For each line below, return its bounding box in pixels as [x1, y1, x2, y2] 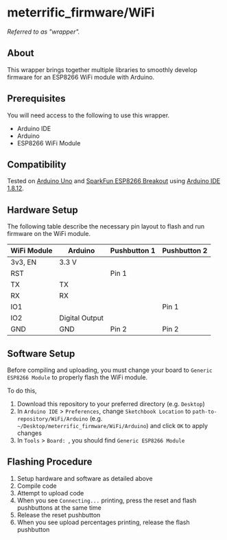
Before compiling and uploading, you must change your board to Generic [7, 366, 213, 374]
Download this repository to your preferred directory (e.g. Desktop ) [16, 400, 206, 408]
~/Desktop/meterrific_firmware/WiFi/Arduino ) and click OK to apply [16, 422, 208, 430]
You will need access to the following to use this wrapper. [7, 111, 170, 119]
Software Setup [7, 348, 75, 360]
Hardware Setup [7, 204, 78, 215]
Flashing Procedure [7, 456, 93, 468]
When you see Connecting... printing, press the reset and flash [16, 496, 197, 504]
